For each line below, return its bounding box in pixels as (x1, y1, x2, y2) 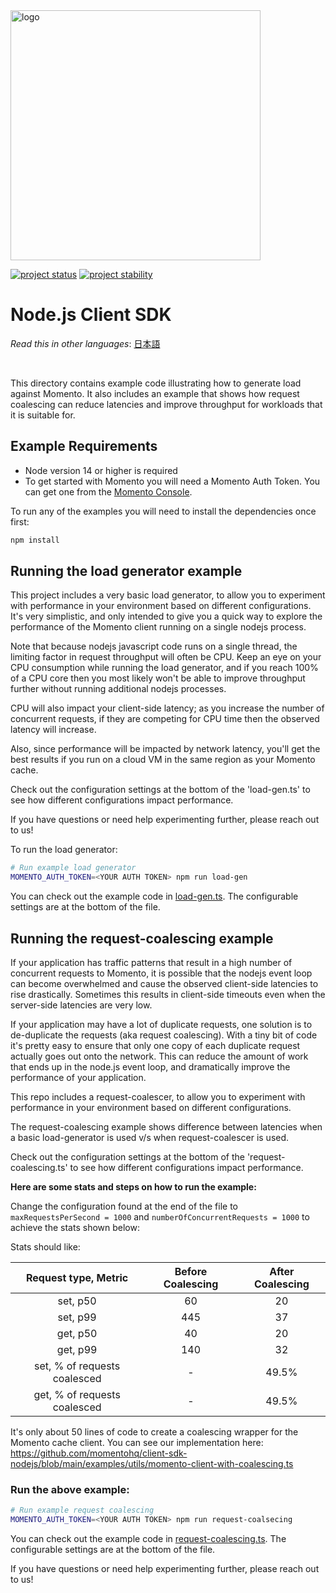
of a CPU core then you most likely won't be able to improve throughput (10, 672, 306, 684)
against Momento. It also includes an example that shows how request (10, 387, 300, 399)
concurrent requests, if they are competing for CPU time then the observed (10, 713, 320, 725)
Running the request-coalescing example (10, 930, 274, 947)
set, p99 (57, 1310, 97, 1324)
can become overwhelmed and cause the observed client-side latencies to (10, 978, 319, 989)
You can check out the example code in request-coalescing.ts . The (10, 1533, 287, 1545)
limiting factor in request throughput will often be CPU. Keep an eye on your (10, 651, 322, 663)
